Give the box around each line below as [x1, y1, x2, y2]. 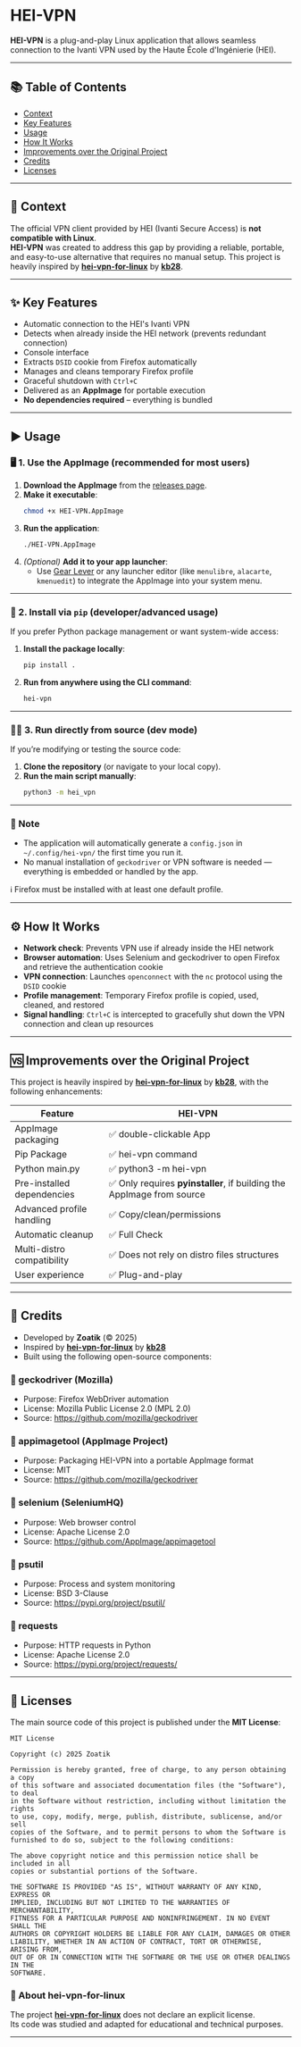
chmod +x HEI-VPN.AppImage [22, 506, 124, 516]
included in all [10, 1859, 71, 1868]
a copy [10, 1774, 35, 1783]
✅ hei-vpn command [108, 1148, 197, 1160]
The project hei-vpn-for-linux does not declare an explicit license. [10, 2009, 255, 2020]
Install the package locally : [22, 644, 126, 655]
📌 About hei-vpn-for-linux [10, 1989, 126, 2001]
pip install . [22, 661, 76, 670]
